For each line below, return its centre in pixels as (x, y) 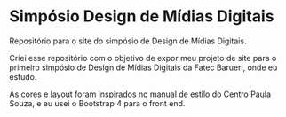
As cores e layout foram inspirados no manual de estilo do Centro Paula (140, 94)
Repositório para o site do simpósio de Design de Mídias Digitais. (128, 41)
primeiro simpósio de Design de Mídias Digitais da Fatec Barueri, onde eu (143, 67)
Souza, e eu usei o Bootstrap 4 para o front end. (97, 103)
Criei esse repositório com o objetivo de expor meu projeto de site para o (143, 58)
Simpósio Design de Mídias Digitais (142, 16)
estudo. (23, 76)
